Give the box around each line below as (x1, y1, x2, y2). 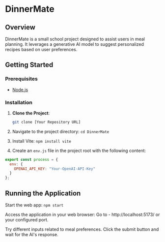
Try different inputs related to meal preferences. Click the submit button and (5, 226, 159, 232)
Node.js (12, 87, 28, 92)
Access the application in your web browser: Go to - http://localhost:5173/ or (5, 212, 160, 217)
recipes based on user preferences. (5, 47, 78, 52)
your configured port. (5, 217, 49, 223)
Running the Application (5, 189, 81, 197)
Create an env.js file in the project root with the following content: (12, 148, 146, 153)
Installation (5, 99, 33, 106)
